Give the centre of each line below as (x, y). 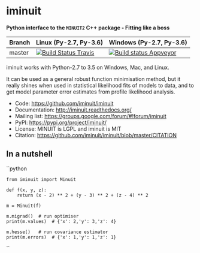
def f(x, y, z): (26, 190)
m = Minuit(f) (24, 206)
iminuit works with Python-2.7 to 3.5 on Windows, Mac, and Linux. (88, 67)
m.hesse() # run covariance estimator (57, 232)
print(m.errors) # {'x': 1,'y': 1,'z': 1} (61, 237)
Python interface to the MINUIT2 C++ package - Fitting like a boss (88, 28)
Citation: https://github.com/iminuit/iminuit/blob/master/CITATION (96, 135)
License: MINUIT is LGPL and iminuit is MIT (68, 129)
